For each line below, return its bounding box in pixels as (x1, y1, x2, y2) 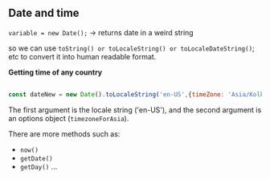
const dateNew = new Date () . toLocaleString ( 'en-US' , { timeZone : (8, 90, 225, 99)
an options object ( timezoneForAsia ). (8, 113, 129, 123)
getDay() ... (19, 161, 58, 171)
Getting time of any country (8, 67, 103, 77)
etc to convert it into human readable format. (8, 51, 157, 61)
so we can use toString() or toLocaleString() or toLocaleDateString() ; (8, 43, 255, 53)
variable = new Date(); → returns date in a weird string (8, 27, 194, 37)
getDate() (19, 154, 54, 163)
